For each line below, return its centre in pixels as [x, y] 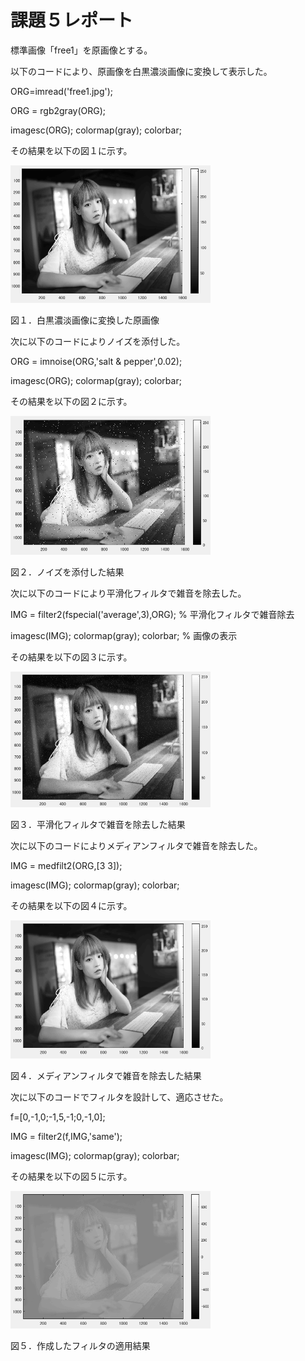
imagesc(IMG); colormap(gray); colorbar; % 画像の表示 [124, 636]
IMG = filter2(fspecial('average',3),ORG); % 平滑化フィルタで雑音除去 [152, 615]
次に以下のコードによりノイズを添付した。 [98, 341]
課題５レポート [72, 20]
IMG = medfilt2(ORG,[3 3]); [66, 866]
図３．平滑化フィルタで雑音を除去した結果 [98, 825]
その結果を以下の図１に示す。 [71, 150]
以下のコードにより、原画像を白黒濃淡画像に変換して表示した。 [141, 71]
